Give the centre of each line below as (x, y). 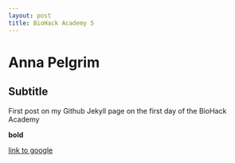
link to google (31, 150)
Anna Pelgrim (54, 62)
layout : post (30, 16)
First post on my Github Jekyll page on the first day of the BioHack (117, 111)
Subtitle (28, 92)
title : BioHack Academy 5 (51, 23)
